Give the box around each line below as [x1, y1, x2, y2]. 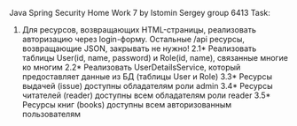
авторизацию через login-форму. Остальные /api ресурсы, [21, 34, 246, 44]
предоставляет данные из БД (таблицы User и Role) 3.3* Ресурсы [21, 71, 273, 82]
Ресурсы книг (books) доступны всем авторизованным [21, 100, 232, 109]
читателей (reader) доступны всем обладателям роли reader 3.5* [21, 90, 271, 100]
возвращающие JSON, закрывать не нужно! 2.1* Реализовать [21, 43, 257, 54]
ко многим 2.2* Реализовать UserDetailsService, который [21, 62, 241, 72]
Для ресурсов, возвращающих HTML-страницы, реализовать [21, 25, 257, 34]
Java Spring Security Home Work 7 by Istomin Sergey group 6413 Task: [9, 8, 270, 18]
